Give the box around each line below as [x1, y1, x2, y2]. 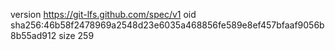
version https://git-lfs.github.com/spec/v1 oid [10, 9, 197, 20]
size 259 [58, 30, 95, 41]
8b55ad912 [10, 30, 57, 41]
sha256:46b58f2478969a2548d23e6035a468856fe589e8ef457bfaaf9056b [10, 19, 325, 31]
